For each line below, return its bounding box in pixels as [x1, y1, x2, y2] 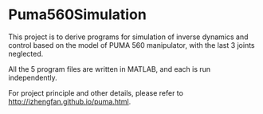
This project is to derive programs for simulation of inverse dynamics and [8, 32, 249, 41]
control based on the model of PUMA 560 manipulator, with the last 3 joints [8, 40, 255, 49]
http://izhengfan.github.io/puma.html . [8, 96, 131, 106]
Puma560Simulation [8, 6, 147, 24]
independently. [8, 73, 57, 82]
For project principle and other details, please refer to [8, 88, 183, 97]
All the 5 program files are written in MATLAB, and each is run [8, 64, 211, 73]
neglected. [8, 49, 44, 58]
